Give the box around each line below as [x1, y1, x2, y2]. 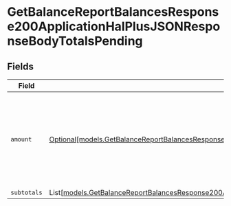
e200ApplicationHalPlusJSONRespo [7, 19, 221, 34]
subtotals [10, 189, 43, 196]
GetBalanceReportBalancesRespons [7, 4, 219, 20]
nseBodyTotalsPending [7, 34, 143, 49]
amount [10, 135, 32, 143]
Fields [7, 60, 34, 72]
